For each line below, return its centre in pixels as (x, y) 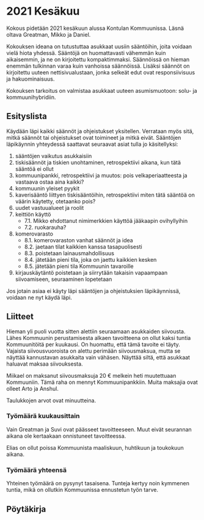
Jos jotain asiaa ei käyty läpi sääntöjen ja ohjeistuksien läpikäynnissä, (93, 291)
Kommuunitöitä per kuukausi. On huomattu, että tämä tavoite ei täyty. (93, 344)
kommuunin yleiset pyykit (47, 188)
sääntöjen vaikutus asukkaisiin (53, 156)
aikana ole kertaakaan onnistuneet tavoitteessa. (66, 436)
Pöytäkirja (26, 509)
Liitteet (20, 316)
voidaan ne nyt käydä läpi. (39, 297)
